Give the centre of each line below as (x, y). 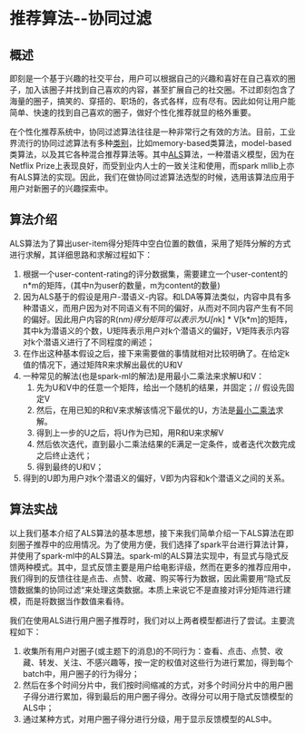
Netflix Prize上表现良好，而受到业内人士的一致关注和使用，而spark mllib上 (148, 166)
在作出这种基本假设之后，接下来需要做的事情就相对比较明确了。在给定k (156, 353)
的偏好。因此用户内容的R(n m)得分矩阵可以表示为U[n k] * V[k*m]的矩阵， (157, 319)
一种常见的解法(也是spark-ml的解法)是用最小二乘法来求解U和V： (143, 376)
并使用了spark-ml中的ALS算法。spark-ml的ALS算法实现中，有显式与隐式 (145, 555)
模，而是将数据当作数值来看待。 (69, 601)
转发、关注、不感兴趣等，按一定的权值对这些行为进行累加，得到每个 (166, 662)
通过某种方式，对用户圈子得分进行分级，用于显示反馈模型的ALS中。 (149, 718)
